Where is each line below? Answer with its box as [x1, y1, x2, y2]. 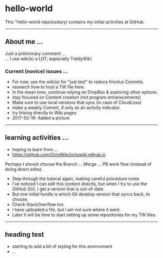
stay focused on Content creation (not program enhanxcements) [12, 94, 141, 100]
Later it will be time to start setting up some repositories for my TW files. [12, 212, 157, 218]
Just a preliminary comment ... [5, 51, 66, 56]
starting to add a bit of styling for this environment [12, 243, 113, 249]
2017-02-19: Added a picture [12, 115, 70, 121]
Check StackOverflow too [12, 201, 64, 207]
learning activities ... [5, 134, 69, 142]
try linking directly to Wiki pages [12, 110, 77, 116]
